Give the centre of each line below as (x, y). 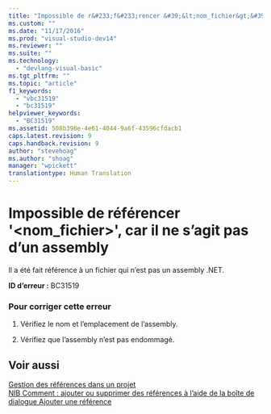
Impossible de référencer (94, 213)
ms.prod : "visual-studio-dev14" (63, 38)
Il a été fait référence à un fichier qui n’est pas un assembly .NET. (116, 270)
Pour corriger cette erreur (60, 306)
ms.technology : (34, 61)
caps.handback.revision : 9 (54, 143)
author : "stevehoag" (43, 151)
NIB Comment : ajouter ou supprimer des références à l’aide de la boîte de (131, 393)
